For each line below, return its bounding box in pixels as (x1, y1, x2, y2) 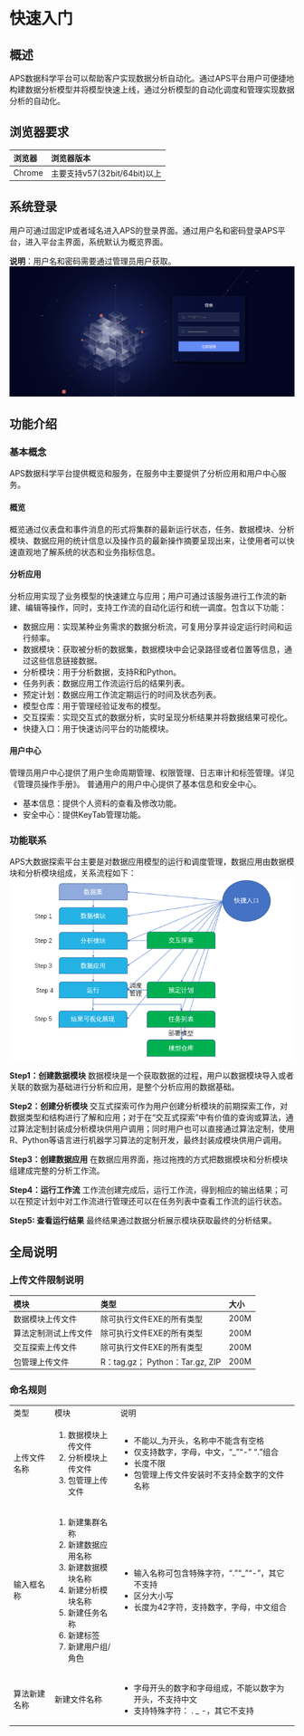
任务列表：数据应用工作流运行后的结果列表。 (22, 677, 190, 688)
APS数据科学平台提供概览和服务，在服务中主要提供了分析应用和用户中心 (9, 468, 279, 479)
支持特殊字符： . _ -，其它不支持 (133, 1704, 255, 1716)
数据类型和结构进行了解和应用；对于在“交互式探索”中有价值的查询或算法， (9, 1112, 287, 1123)
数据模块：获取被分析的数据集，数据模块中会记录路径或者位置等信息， (22, 644, 285, 655)
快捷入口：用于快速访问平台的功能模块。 (22, 723, 174, 734)
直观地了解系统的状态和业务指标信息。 (16, 546, 160, 557)
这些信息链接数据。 (30, 655, 102, 666)
